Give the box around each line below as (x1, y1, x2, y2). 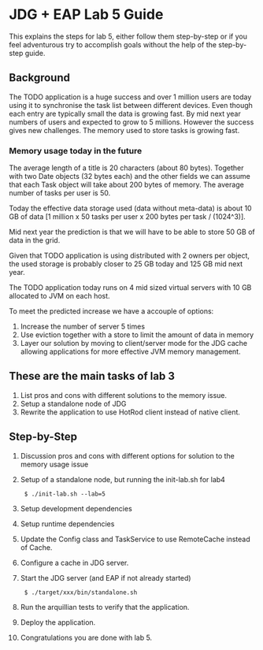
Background (9, 71, 70, 84)
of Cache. (20, 542, 53, 552)
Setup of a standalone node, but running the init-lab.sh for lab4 (20, 474, 225, 484)
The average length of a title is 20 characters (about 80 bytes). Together (9, 163, 244, 173)
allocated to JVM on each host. (9, 292, 110, 301)
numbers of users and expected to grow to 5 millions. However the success (9, 117, 254, 127)
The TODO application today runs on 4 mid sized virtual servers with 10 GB (9, 283, 252, 292)
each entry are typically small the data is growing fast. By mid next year (9, 109, 241, 118)
